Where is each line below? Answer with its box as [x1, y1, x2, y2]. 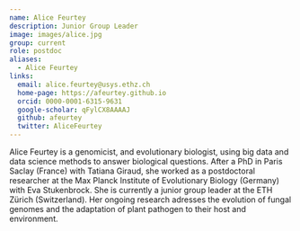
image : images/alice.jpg [9, 30, 102, 39]
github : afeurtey [17, 113, 83, 122]
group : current [9, 38, 66, 48]
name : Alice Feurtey [9, 13, 87, 22]
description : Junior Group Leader [9, 22, 139, 31]
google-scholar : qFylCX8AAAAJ [17, 105, 130, 114]
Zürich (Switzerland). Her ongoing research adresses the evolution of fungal [9, 194, 292, 205]
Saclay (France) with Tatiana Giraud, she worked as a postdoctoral [9, 165, 256, 176]
